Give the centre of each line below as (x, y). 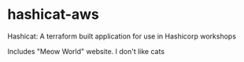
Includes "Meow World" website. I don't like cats (86, 51)
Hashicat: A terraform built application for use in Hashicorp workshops (122, 36)
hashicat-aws (54, 15)
